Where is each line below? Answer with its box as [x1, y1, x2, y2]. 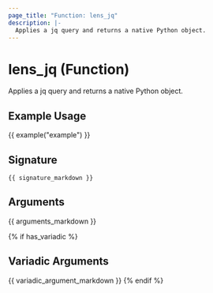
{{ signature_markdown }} [8, 174, 93, 182]
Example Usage [8, 109, 87, 122]
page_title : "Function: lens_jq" [8, 11, 118, 20]
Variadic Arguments [8, 254, 109, 269]
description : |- [8, 19, 62, 27]
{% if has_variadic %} [8, 231, 78, 241]
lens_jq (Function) [8, 60, 130, 78]
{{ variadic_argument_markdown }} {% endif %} [8, 276, 164, 285]
